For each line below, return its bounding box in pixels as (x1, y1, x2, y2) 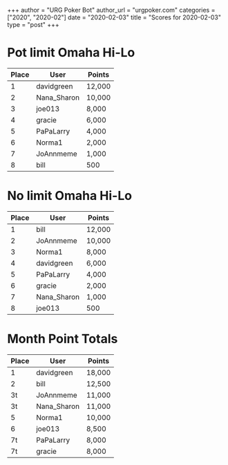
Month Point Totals (7, 331, 118, 347)
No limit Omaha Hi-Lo (7, 188, 133, 203)
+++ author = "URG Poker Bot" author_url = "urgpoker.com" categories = (7, 6, 216, 14)
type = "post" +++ (7, 21, 60, 28)
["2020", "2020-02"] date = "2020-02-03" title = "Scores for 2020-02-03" (7, 13, 222, 21)
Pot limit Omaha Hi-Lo (7, 45, 135, 61)
